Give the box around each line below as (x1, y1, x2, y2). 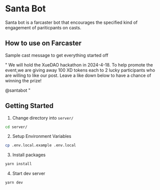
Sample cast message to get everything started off (5, 52, 109, 58)
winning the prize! (5, 77, 42, 83)
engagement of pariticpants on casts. (5, 24, 81, 30)
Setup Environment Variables (12, 133, 72, 139)
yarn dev (5, 180, 23, 185)
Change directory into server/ (12, 115, 74, 121)
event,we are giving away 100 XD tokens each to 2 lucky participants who (5, 67, 156, 73)
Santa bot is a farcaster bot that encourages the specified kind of (5, 19, 138, 25)
